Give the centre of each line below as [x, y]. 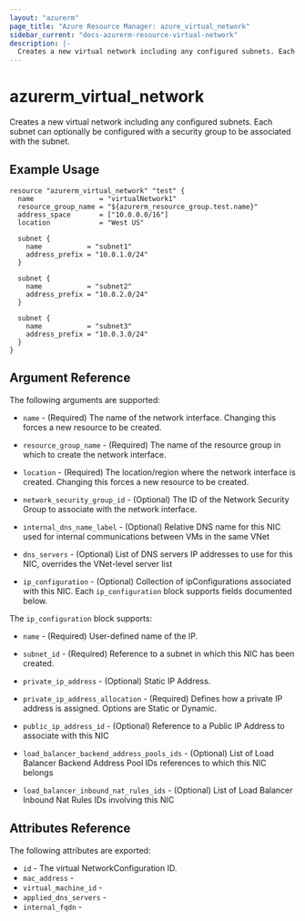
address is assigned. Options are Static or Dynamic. [120, 708]
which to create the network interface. [94, 454]
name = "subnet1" [79, 247]
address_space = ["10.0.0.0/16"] [93, 215]
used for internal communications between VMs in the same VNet [146, 536]
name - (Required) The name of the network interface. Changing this [149, 417]
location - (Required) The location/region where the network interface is [159, 472]
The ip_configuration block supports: [81, 618]
